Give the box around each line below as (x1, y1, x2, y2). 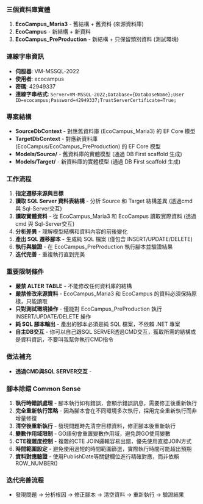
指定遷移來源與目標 (15, 190, 64, 197)
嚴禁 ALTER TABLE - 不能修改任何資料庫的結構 (15, 283, 132, 290)
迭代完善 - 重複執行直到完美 (15, 251, 85, 258)
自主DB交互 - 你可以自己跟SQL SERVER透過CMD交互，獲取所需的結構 (15, 328, 191, 336)
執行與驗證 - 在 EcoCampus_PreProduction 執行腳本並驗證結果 (15, 243, 173, 251)
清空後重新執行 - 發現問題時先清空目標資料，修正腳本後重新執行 (15, 422, 176, 430)
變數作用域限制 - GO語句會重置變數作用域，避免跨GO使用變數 (15, 430, 171, 437)
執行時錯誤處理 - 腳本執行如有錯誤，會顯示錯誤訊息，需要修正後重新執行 (15, 400, 198, 407)
